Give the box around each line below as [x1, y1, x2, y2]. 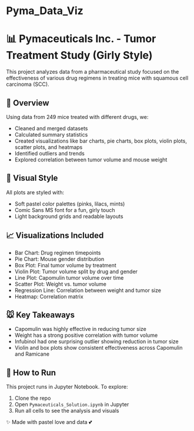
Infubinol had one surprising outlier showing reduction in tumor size [14, 338, 179, 345]
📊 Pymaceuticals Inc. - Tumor [6, 32, 156, 45]
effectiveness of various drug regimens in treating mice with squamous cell [6, 75, 189, 82]
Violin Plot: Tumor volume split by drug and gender [14, 268, 138, 275]
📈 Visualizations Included [6, 231, 104, 241]
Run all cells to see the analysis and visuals [14, 407, 119, 415]
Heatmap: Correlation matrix [14, 293, 83, 300]
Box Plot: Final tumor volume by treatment [14, 261, 116, 268]
